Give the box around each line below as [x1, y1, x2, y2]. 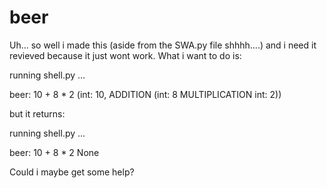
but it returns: [9, 107, 66, 120]
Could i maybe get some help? [9, 166, 135, 178]
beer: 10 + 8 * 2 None [9, 146, 100, 158]
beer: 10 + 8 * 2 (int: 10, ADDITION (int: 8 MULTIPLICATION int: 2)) [9, 88, 282, 100]
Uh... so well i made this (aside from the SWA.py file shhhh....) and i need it [9, 39, 317, 51]
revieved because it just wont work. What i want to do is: [9, 49, 242, 61]
